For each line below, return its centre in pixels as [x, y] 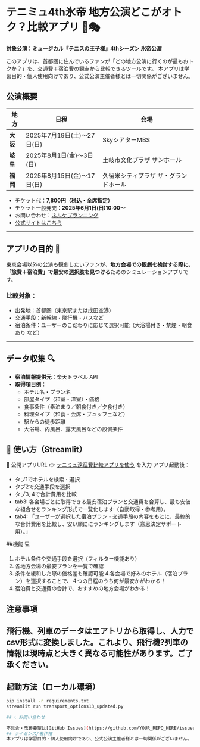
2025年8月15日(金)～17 [60, 175]
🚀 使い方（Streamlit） [47, 449]
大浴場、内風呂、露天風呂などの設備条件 [73, 429]
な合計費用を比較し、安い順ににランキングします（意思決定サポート [98, 524]
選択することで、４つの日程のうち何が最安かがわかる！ [98, 581]
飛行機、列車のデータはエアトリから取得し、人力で [100, 631]
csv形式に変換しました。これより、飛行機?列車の [97, 642]
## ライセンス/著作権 [29, 733]
